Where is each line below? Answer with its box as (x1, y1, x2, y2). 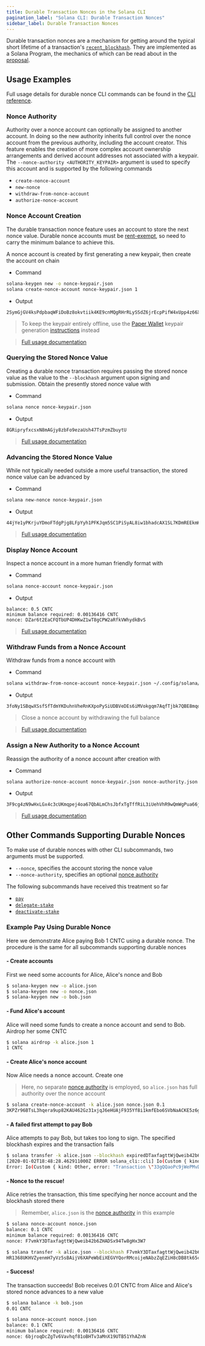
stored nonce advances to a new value (6, 1288, 104, 1295)
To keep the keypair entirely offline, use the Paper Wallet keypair (21, 320, 184, 327)
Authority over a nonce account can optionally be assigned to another (6, 126, 182, 133)
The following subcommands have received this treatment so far (6, 883, 168, 890)
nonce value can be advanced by (6, 473, 90, 480)
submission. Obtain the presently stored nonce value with (6, 380, 151, 388)
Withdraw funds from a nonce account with (6, 656, 116, 664)
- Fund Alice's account (6, 1007, 65, 1015)
